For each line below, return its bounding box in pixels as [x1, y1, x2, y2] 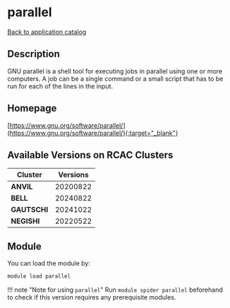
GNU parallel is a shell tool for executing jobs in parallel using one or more [7, 66, 223, 75]
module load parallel [7, 273, 71, 280]
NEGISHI [11, 216, 40, 226]
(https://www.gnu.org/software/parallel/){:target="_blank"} [7, 129, 178, 137]
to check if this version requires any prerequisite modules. [7, 293, 176, 302]
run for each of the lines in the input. [7, 82, 114, 90]
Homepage [7, 102, 57, 114]
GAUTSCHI [11, 205, 49, 215]
